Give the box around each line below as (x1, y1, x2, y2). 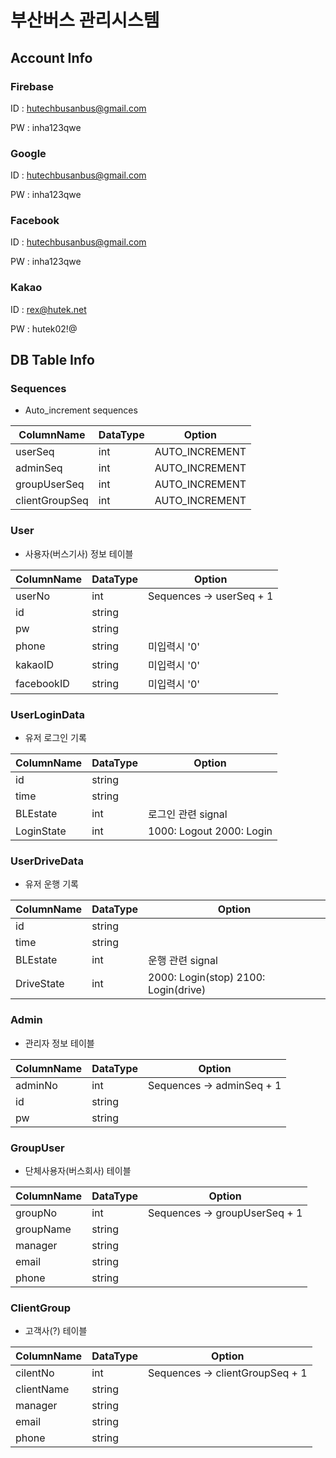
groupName (15, 1222, 72, 1236)
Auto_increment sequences (24, 404, 138, 416)
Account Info (10, 49, 93, 66)
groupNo (15, 1206, 58, 1220)
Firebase (10, 79, 54, 93)
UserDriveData (10, 854, 84, 868)
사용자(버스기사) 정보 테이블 (24, 547, 134, 560)
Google (10, 146, 47, 160)
